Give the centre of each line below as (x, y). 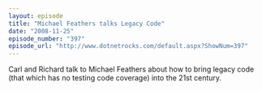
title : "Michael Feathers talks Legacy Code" (86, 24)
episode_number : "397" (47, 39)
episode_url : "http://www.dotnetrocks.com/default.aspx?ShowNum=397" (129, 46)
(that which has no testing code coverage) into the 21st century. (115, 78)
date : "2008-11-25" (41, 31)
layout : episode (36, 16)
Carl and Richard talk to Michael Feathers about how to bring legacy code (131, 69)
